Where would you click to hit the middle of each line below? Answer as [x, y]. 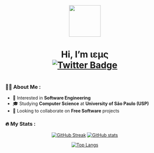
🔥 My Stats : [20, 124]
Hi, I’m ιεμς [85, 55]
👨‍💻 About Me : [23, 87]
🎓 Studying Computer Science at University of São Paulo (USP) [81, 104]
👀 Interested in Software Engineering [52, 98]
